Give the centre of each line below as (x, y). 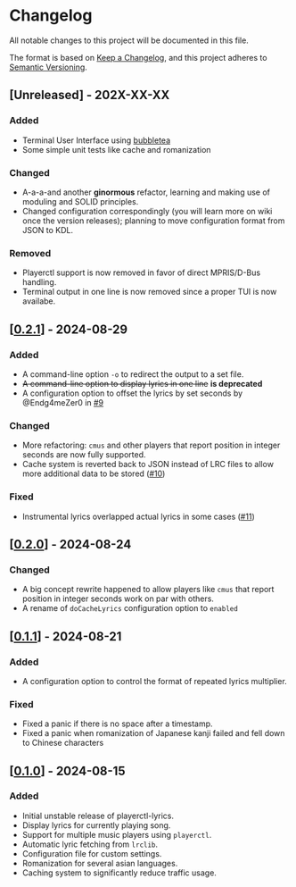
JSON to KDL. (48, 230)
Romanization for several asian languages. (100, 863)
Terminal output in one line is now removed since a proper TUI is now (149, 292)
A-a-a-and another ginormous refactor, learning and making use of (146, 192)
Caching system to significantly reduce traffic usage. (119, 873)
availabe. (39, 301)
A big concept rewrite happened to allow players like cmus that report (148, 590)
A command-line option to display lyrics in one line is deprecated (142, 383)
